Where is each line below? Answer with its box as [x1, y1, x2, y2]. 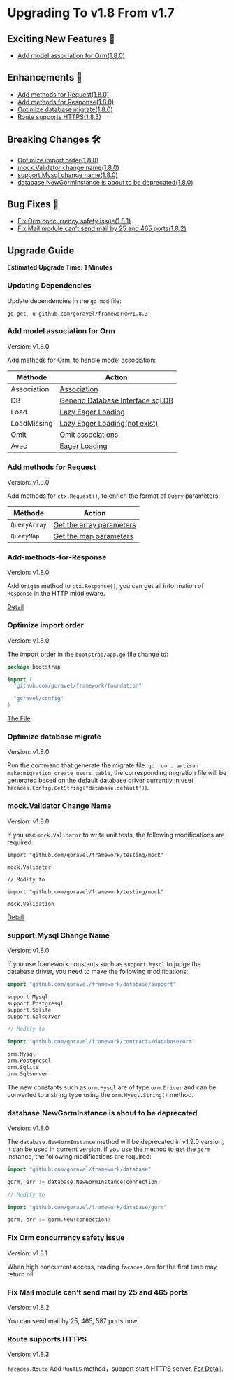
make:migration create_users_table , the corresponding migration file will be [7, 769, 227, 777]
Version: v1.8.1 [7, 1248, 47, 1257]
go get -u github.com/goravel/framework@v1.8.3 [7, 310, 149, 317]
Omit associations [59, 429, 119, 439]
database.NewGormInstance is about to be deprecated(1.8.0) [17, 178, 193, 186]
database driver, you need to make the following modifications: [7, 968, 189, 975]
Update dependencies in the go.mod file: [7, 296, 122, 305]
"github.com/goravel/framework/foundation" [13, 683, 142, 690]
